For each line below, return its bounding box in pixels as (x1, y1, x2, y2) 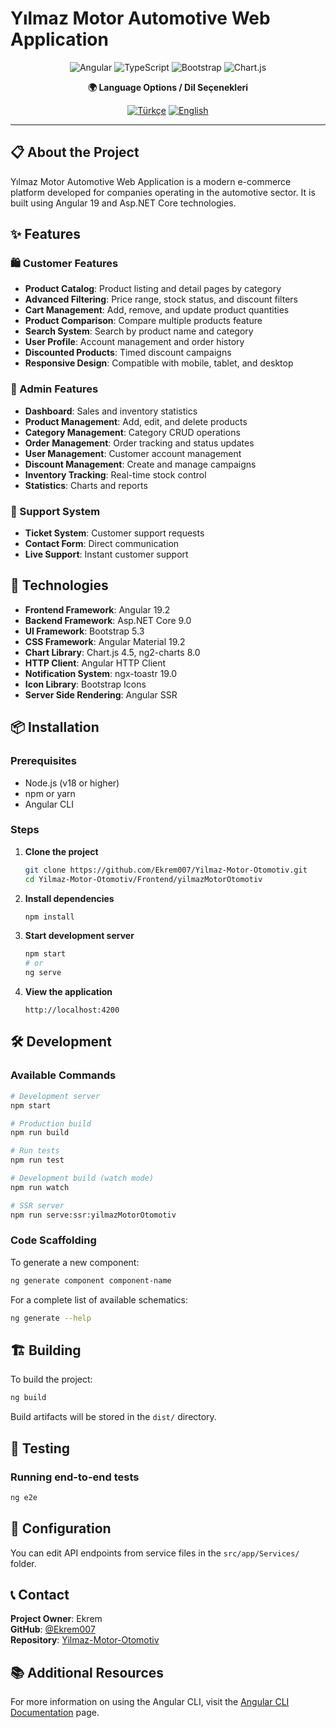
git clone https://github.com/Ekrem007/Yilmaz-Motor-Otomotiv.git (24, 865, 308, 875)
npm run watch (10, 1182, 70, 1192)
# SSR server (10, 1200, 65, 1211)
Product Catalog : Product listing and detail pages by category (24, 283, 282, 295)
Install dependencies (24, 892, 115, 904)
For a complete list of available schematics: (10, 1293, 189, 1306)
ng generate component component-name (10, 1275, 172, 1286)
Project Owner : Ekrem (10, 1613, 103, 1625)
